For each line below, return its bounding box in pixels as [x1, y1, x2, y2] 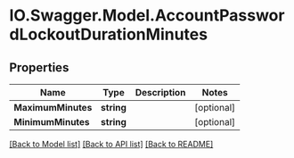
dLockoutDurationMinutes [9, 24, 208, 45]
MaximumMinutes [13, 102, 93, 113]
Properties [9, 60, 69, 75]
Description [135, 87, 186, 98]
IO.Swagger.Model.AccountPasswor [9, 5, 285, 26]
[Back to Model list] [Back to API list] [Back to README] [9, 139, 214, 149]
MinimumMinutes [13, 116, 91, 128]
